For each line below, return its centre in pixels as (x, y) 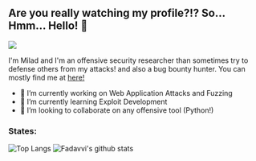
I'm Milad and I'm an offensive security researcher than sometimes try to (128, 60)
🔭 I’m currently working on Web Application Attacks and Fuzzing (126, 93)
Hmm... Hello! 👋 (48, 26)
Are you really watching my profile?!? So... (117, 13)
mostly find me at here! (47, 77)
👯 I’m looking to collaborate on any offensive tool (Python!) (117, 110)
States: (23, 130)
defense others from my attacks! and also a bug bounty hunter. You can (127, 68)
